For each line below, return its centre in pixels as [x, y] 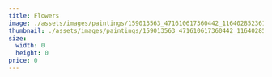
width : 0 [30, 46]
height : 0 [32, 53]
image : [19, 23]
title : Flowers [34, 16]
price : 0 [23, 61]
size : [17, 38]
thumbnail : [27, 30]
